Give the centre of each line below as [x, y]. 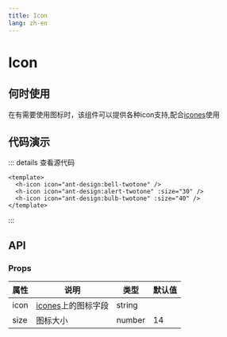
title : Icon [28, 16]
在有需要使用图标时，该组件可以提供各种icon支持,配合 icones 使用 [114, 114]
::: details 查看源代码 [42, 163]
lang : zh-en [28, 23]
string [127, 305]
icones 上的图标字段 [72, 306]
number [131, 320]
